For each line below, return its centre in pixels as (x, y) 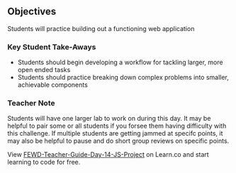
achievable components (53, 85)
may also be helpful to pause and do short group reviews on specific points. (118, 141)
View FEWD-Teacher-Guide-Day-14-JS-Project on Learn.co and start (108, 155)
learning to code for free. (44, 162)
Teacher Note (31, 103)
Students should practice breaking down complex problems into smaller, (123, 78)
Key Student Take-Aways (52, 47)
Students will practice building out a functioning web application (101, 28)
